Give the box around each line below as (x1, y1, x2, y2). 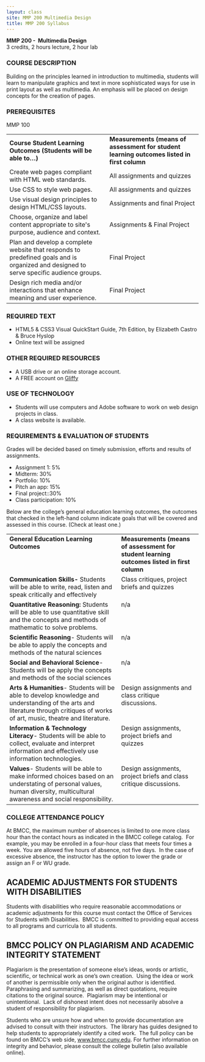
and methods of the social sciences (9, 674, 112, 682)
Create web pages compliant (9, 167, 92, 176)
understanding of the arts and (9, 699, 95, 707)
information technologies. (9, 754, 83, 763)
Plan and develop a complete (9, 237, 93, 246)
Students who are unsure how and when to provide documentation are (6, 1017, 184, 1024)
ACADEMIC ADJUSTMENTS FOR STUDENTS (6, 877, 178, 887)
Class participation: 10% (15, 496, 76, 504)
